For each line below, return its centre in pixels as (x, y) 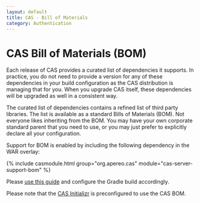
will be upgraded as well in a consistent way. (62, 96)
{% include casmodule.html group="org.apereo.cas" (72, 163)
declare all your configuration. (44, 134)
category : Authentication (39, 23)
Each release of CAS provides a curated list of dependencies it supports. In (100, 70)
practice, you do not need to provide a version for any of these (85, 77)
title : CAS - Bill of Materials (47, 18)
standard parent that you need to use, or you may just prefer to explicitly (96, 127)
